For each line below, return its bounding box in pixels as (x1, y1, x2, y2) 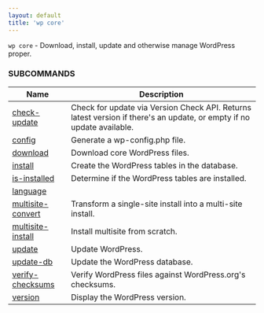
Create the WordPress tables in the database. (70, 160, 238, 171)
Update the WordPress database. (70, 256, 193, 267)
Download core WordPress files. (70, 147, 190, 158)
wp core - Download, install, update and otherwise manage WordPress (8, 40, 236, 50)
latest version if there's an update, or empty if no (70, 112, 250, 123)
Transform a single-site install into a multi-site (70, 198, 243, 209)
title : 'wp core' (8, 19, 65, 27)
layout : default (8, 11, 61, 20)
